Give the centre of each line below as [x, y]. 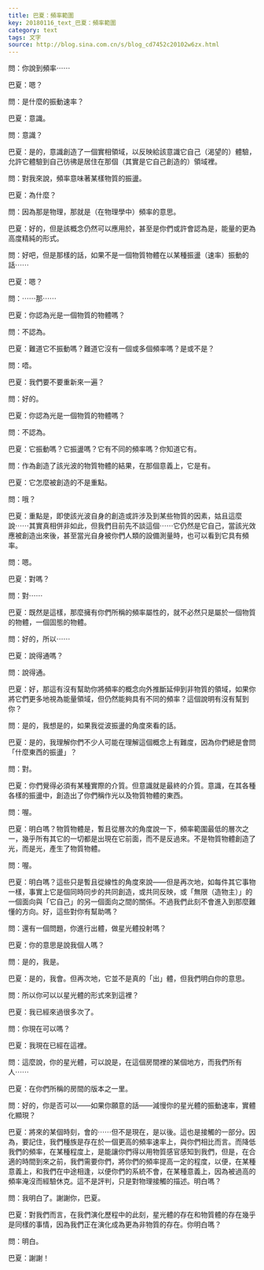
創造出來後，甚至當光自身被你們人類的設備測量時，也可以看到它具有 [132, 535]
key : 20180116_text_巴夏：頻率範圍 [62, 23]
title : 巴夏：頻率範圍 [41, 15]
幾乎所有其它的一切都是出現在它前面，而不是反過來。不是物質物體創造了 [139, 839]
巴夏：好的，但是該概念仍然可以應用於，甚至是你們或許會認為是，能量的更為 [132, 228]
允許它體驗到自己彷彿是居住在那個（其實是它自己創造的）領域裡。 [115, 161]
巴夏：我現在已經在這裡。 [49, 1046]
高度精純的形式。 [36, 239]
